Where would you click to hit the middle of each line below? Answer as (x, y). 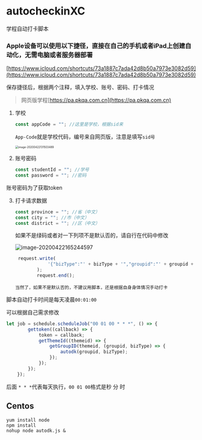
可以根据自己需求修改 (33, 312)
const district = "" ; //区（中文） (57, 223)
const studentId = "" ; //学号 (52, 170)
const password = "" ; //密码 (51, 175)
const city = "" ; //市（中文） (52, 218)
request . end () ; (56, 276)
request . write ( (37, 259)
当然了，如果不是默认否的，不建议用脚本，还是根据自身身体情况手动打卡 (91, 287)
